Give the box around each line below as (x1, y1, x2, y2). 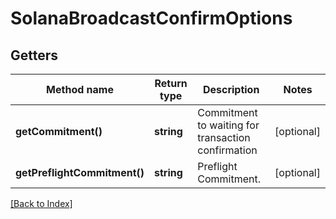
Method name (46, 83, 114, 96)
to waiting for (197, 118, 260, 132)
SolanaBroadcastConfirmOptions (10, 7, 293, 30)
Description (202, 83, 260, 96)
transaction (197, 131, 251, 144)
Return (154, 77, 188, 90)
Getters (10, 47, 59, 64)
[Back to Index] (10, 198, 73, 209)
